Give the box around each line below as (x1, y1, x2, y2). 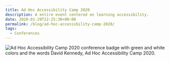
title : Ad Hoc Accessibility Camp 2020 (5, 7, 90, 13)
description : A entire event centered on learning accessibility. (5, 12, 149, 17)
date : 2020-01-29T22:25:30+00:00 (5, 17, 76, 22)
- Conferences (10, 31, 40, 36)
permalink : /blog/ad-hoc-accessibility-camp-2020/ (5, 21, 115, 27)
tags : (5, 26, 17, 31)
